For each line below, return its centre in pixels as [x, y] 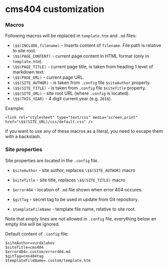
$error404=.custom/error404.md [38, 251]
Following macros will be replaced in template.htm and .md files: [71, 36]
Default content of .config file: [37, 233]
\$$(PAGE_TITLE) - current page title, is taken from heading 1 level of [83, 67]
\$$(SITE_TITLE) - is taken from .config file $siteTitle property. [79, 88]
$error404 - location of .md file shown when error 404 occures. [77, 189]
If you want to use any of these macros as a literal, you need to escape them [84, 131]
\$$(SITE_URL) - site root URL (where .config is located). [71, 93]
